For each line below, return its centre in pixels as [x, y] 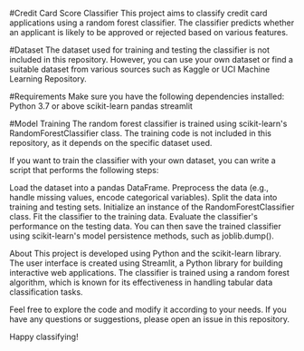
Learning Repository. [48, 79]
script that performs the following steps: [84, 170]
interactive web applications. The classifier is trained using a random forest [149, 273]
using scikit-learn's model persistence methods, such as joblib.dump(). [142, 236]
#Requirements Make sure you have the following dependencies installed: [147, 96]
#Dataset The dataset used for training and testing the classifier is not [139, 50]
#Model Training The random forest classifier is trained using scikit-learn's [148, 123]
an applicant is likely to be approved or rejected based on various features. [149, 32]
